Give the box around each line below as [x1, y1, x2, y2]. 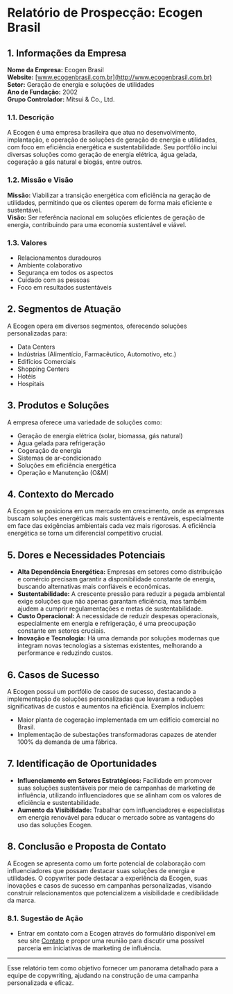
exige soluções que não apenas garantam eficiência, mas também [17, 597, 207, 606]
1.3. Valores [7, 238, 47, 247]
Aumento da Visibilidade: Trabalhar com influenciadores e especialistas [17, 806, 225, 814]
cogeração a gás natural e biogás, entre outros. [7, 158, 144, 166]
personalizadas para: [7, 329, 67, 338]
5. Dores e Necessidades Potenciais [7, 549, 166, 561]
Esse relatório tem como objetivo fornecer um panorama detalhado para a [7, 963, 218, 972]
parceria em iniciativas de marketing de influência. [17, 943, 162, 952]
